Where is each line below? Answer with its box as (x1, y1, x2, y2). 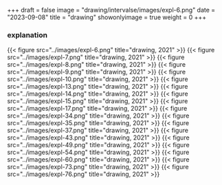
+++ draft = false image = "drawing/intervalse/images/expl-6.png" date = (7, 6, 216, 14)
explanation (7, 30, 48, 40)
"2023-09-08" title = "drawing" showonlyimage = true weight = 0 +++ (7, 13, 207, 21)
